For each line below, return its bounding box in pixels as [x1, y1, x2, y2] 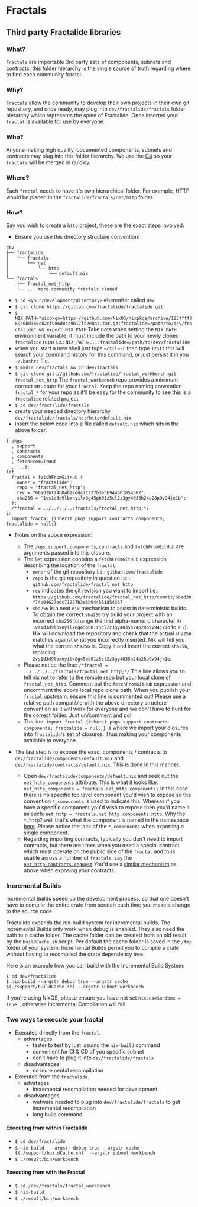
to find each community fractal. [6, 71, 83, 78]
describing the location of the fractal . [23, 562, 117, 569]
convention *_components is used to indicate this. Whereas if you [23, 798, 180, 805]
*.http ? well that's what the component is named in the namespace [23, 817, 189, 824]
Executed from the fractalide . [14, 1073, 90, 1080]
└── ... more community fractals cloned [17, 286, 118, 292]
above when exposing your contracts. [23, 867, 116, 874]
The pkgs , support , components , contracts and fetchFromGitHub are [23, 543, 184, 550]
